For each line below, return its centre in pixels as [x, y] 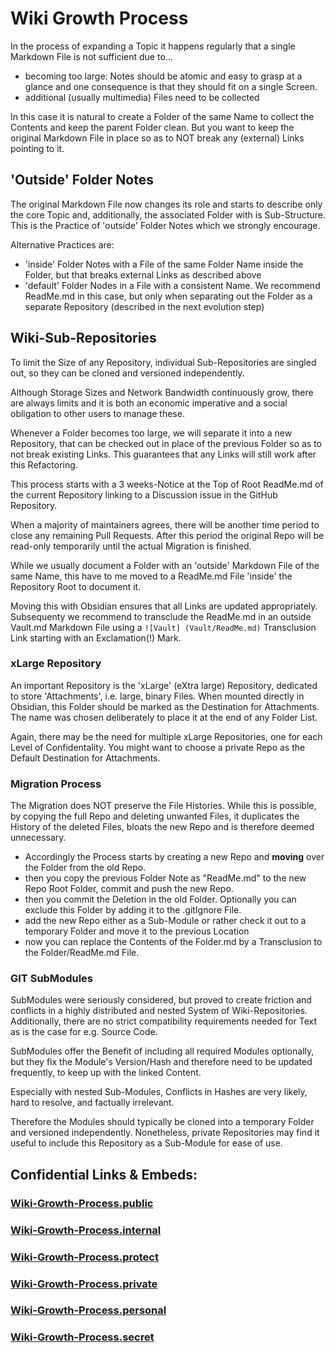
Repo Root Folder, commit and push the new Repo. [129, 889]
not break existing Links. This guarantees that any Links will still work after [163, 454]
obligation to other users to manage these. [97, 413]
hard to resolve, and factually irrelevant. [92, 1103]
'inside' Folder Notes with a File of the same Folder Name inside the [164, 264]
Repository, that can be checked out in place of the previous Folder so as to [166, 443]
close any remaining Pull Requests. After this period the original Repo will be [167, 535]
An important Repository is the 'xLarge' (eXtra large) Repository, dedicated [164, 685]
